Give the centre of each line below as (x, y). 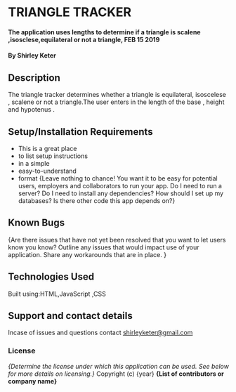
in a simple (34, 163)
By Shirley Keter (32, 55)
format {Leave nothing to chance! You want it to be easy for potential (118, 178)
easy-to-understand (47, 171)
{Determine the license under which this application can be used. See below (118, 366)
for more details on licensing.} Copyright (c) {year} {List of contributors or (116, 374)
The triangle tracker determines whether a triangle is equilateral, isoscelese (117, 95)
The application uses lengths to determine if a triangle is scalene (104, 32)
